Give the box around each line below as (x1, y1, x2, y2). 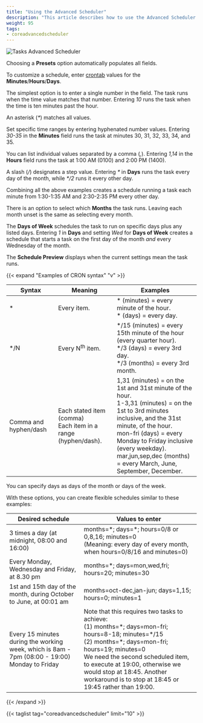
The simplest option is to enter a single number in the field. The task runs (6, 89, 188, 97)
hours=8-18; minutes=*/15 (83, 630, 164, 638)
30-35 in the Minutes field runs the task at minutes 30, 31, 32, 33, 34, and (6, 132, 190, 140)
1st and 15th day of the (9, 582, 77, 591)
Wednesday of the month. (6, 242, 71, 249)
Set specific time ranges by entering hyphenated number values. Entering (6, 126, 190, 133)
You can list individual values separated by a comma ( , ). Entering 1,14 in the (6, 150, 193, 158)
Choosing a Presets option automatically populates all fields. (6, 60, 158, 67)
